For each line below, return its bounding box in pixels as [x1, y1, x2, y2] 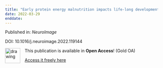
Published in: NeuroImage [5, 29, 57, 35]
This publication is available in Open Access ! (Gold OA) [24, 48, 136, 54]
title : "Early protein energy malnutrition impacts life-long [5, 7, 133, 12]
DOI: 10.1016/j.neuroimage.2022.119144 [5, 39, 82, 44]
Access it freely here [24, 57, 66, 63]
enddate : [5, 16, 23, 21]
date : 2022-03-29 [5, 12, 40, 16]
